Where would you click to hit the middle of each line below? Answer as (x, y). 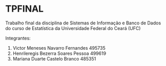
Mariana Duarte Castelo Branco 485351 (54, 58)
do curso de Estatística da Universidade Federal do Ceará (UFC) (73, 28)
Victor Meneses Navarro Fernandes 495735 (59, 48)
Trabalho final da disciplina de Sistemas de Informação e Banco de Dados (83, 23)
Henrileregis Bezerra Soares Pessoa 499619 (59, 53)
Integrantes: (18, 38)
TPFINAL (25, 9)
